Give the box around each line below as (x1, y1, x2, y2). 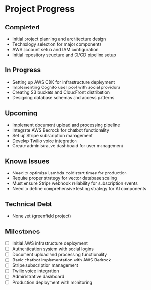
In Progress (5, 66, 41, 74)
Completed (5, 23, 40, 31)
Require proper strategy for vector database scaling (12, 175, 117, 181)
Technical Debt (5, 200, 52, 208)
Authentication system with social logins (12, 246, 94, 252)
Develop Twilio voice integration (12, 138, 77, 144)
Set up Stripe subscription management (12, 132, 93, 138)
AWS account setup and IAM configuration (12, 47, 99, 52)
